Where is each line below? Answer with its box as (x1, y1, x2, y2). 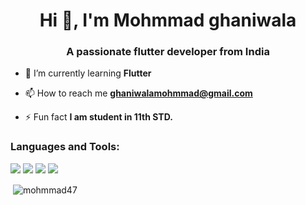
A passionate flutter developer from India (66, 45, 270, 59)
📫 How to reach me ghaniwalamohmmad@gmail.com (24, 87, 253, 99)
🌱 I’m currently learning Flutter (24, 67, 152, 79)
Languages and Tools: (10, 140, 120, 154)
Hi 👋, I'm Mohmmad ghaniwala (39, 9, 297, 32)
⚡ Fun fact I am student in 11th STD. (24, 111, 173, 123)
